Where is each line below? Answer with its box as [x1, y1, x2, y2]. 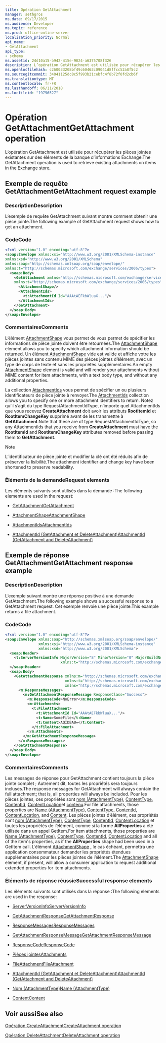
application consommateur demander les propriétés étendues [5, 849, 131, 855]
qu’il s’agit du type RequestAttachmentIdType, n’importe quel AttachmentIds [5, 402, 161, 408]
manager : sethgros [5, 12, 43, 17]
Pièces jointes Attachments [12, 951, 67, 958]
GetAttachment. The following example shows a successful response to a [5, 598, 154, 604]
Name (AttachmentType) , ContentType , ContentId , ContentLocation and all [5, 833, 157, 839]
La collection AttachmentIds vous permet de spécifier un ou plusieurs [5, 387, 147, 392]
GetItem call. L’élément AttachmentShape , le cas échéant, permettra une [5, 844, 154, 849]
